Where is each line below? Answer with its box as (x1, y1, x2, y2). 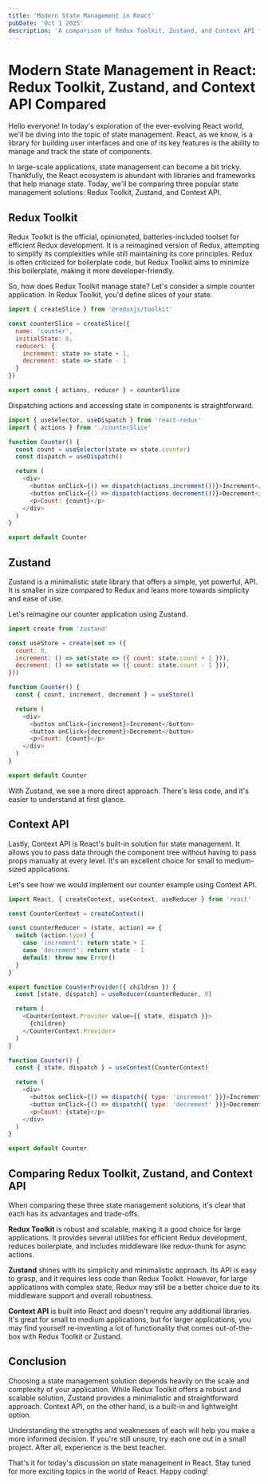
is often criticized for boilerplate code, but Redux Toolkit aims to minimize (8, 257, 250, 268)
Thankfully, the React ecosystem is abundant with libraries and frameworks (8, 171, 256, 181)
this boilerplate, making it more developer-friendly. (8, 266, 175, 276)
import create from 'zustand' (8, 625, 109, 633)
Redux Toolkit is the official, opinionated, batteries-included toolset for (8, 232, 239, 242)
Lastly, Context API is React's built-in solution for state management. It (8, 839, 240, 848)
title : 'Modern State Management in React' (8, 11, 156, 20)
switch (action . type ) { (15, 931, 94, 939)
